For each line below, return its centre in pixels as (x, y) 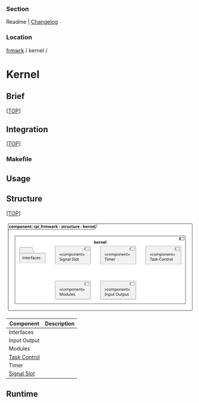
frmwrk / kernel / (27, 50)
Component (24, 323)
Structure (24, 199)
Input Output (24, 340)
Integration (27, 129)
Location (19, 38)
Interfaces (21, 332)
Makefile (19, 159)
